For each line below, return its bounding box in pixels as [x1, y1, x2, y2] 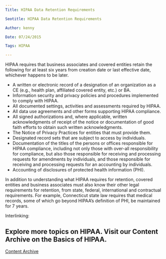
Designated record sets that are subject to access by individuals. [12, 135, 146, 141]
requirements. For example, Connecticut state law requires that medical [5, 192, 152, 198]
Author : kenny [5, 25, 35, 30]
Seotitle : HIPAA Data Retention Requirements [5, 16, 101, 21]
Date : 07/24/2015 [5, 34, 41, 39]
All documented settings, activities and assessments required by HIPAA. [12, 103, 161, 109]
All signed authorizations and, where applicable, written [12, 113, 127, 120]
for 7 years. [5, 203, 29, 209]
